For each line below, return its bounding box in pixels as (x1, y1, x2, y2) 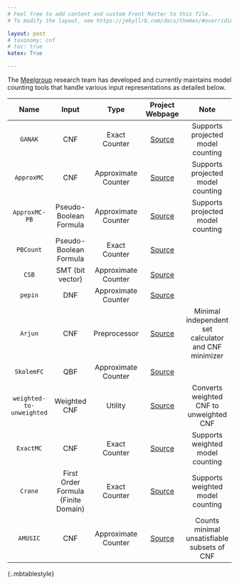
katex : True (7, 50, 43, 57)
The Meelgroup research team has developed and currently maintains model (7, 76, 232, 84)
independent (186, 315, 229, 325)
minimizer (191, 351, 224, 361)
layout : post (7, 30, 46, 37)
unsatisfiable (186, 534, 229, 543)
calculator (191, 333, 224, 343)
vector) (58, 274, 83, 284)
